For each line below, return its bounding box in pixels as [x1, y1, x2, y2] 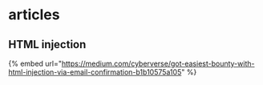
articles [8, 6, 60, 24]
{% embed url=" [8, 59, 63, 68]
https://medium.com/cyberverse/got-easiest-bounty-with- [61, 59, 255, 68]
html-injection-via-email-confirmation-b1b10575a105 [8, 67, 182, 77]
